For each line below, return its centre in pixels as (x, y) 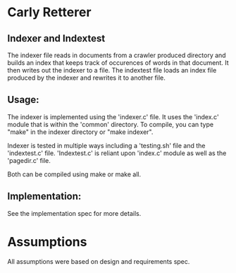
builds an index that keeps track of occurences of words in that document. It (118, 63)
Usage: (24, 100)
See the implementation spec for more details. (74, 213)
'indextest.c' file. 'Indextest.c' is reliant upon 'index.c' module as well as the (117, 153)
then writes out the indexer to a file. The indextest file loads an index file (112, 70)
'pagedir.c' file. (29, 160)
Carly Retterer (49, 12)
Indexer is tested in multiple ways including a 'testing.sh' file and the (106, 145)
